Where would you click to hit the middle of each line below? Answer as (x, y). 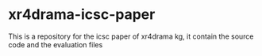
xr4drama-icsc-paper (82, 15)
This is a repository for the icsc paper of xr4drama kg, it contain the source (131, 36)
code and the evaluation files (56, 44)
